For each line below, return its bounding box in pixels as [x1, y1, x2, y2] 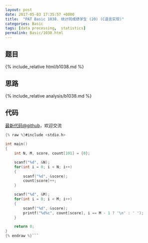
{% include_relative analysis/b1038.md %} [5, 93, 92, 99]
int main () [5, 141, 28, 147]
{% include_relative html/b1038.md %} [5, 63, 84, 70]
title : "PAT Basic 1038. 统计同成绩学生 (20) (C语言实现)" [5, 16, 125, 21]
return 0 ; [14, 224, 35, 229]
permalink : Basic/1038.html [5, 30, 64, 35]
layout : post [5, 7, 32, 12]
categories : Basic [5, 21, 43, 26]
